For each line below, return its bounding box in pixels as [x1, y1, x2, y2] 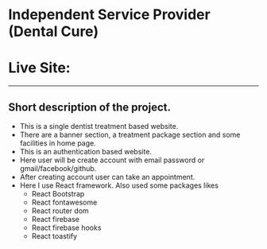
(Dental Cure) [8, 22, 99, 41]
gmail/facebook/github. [19, 163, 97, 173]
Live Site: [8, 59, 71, 77]
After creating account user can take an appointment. [19, 172, 195, 181]
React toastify [31, 231, 78, 240]
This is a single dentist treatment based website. [19, 121, 179, 130]
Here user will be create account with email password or [19, 155, 205, 165]
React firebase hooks [31, 223, 102, 232]
